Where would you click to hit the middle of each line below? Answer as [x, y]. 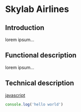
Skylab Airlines [37, 9]
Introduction [25, 28]
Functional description [41, 55]
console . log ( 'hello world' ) [34, 104]
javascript [15, 95]
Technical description [40, 83]
